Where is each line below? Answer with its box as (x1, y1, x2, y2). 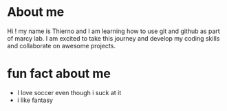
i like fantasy (17, 96, 54, 104)
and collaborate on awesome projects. (7, 41, 116, 50)
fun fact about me (7, 66, 111, 81)
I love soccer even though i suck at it (17, 88, 122, 97)
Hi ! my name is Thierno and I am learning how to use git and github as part (7, 27, 220, 35)
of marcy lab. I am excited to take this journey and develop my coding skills (7, 34, 220, 42)
